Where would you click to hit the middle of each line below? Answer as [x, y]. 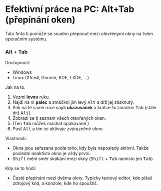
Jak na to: [15, 87]
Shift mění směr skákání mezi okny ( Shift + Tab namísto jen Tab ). [83, 159]
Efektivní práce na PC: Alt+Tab [70, 9]
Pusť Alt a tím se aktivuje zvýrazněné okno [57, 129]
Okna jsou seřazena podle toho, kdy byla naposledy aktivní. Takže [80, 148]
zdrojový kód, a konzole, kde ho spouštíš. [55, 184]
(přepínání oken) [40, 20]
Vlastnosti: [16, 139]
